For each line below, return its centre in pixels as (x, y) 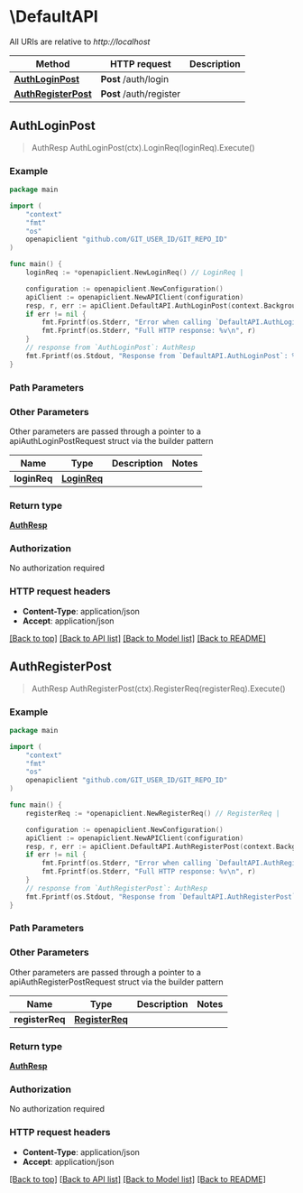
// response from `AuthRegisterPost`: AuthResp (116, 888)
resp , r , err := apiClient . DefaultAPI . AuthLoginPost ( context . (145, 305)
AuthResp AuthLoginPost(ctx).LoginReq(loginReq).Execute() (143, 147)
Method (53, 63)
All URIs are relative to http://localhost (80, 42)
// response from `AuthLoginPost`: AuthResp (110, 348)
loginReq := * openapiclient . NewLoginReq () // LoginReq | (135, 273)
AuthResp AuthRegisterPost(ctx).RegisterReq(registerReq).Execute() (158, 689)
